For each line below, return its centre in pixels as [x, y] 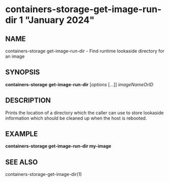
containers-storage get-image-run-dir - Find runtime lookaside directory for [85, 51]
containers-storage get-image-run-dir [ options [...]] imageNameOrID [79, 84]
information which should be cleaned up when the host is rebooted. [76, 118]
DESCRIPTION [28, 101]
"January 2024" [60, 20]
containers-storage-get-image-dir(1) [44, 174]
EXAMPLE [22, 134]
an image [15, 56]
